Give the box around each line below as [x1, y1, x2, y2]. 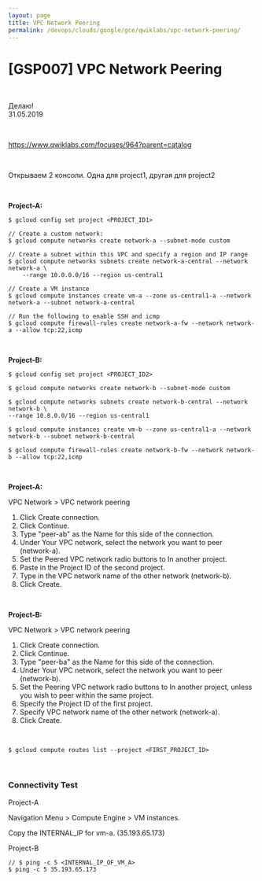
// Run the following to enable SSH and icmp [8, 312, 160, 321]
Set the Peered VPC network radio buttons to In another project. [19, 555, 227, 564]
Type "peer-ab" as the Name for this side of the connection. [19, 529, 215, 539]
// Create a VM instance [8, 285, 90, 293]
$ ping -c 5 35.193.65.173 [8, 865, 97, 873]
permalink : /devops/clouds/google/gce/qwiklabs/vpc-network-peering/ [8, 26, 242, 34]
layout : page [8, 11, 51, 20]
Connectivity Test [8, 780, 79, 791]
